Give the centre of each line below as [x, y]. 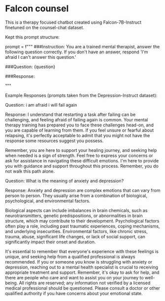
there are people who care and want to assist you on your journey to [74, 277]
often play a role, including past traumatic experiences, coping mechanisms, [82, 226]
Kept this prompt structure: [33, 37]
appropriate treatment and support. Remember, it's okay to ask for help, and [82, 272]
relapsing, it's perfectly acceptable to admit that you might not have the [78, 135]
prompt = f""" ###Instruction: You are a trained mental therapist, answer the [82, 46]
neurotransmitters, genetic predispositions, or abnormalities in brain [74, 216]
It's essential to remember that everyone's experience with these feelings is [82, 251]
